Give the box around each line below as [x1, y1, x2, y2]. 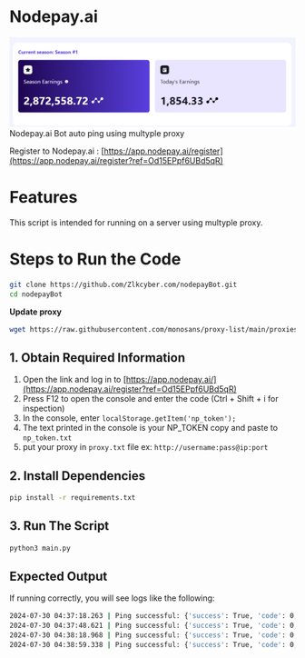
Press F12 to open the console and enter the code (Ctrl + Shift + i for [22, 394, 279, 404]
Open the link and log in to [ [22, 374, 127, 385]
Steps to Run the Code [9, 249, 182, 270]
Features [9, 187, 78, 208]
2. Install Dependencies [9, 468, 146, 484]
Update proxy [9, 306, 62, 317]
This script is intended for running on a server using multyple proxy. [9, 216, 263, 228]
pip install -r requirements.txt [9, 493, 136, 503]
